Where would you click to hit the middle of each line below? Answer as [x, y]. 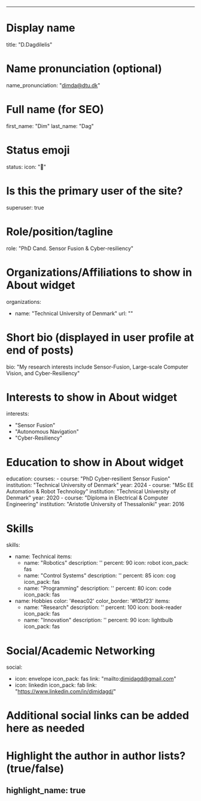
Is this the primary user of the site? [95, 191]
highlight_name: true [46, 791]
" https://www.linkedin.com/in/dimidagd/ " [66, 692]
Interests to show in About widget [92, 397]
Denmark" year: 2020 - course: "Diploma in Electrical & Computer [87, 498]
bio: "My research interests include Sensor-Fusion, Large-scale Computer [97, 367]
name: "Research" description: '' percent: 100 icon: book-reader [103, 607]
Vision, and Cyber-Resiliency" [43, 373]
